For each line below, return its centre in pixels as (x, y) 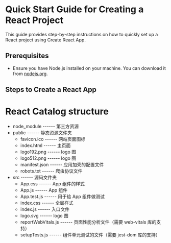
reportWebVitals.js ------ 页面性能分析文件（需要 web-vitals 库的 (88, 222)
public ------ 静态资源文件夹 (42, 133)
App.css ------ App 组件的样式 (53, 184)
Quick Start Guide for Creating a (75, 9)
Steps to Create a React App (51, 90)
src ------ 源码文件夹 (35, 178)
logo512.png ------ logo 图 (48, 158)
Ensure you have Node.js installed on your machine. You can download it (89, 68)
